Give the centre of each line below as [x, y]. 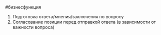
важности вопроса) [33, 27]
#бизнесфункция [23, 7]
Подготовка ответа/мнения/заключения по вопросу [68, 17]
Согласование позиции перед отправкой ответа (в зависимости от [84, 22]
